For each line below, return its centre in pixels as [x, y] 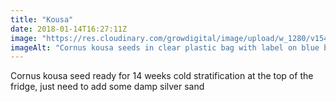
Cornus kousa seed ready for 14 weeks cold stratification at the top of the [162, 76]
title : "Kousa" [42, 19]
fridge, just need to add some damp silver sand [107, 87]
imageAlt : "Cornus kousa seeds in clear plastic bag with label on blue [165, 47]
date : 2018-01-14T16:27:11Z [69, 29]
